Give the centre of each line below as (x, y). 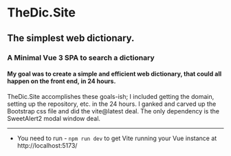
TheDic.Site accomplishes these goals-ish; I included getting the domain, (111, 96)
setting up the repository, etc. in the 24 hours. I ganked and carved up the (112, 104)
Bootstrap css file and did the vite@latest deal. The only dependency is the (113, 111)
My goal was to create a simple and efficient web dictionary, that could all (114, 74)
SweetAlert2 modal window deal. (54, 118)
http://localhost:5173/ (47, 145)
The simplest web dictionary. (71, 38)
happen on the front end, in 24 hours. (62, 81)
